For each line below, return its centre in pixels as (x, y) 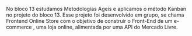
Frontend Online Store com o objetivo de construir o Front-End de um (89, 21)
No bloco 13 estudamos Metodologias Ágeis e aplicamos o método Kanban (96, 9)
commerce (19, 27)
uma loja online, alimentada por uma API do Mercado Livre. (107, 27)
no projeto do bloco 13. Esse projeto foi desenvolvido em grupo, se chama (95, 15)
